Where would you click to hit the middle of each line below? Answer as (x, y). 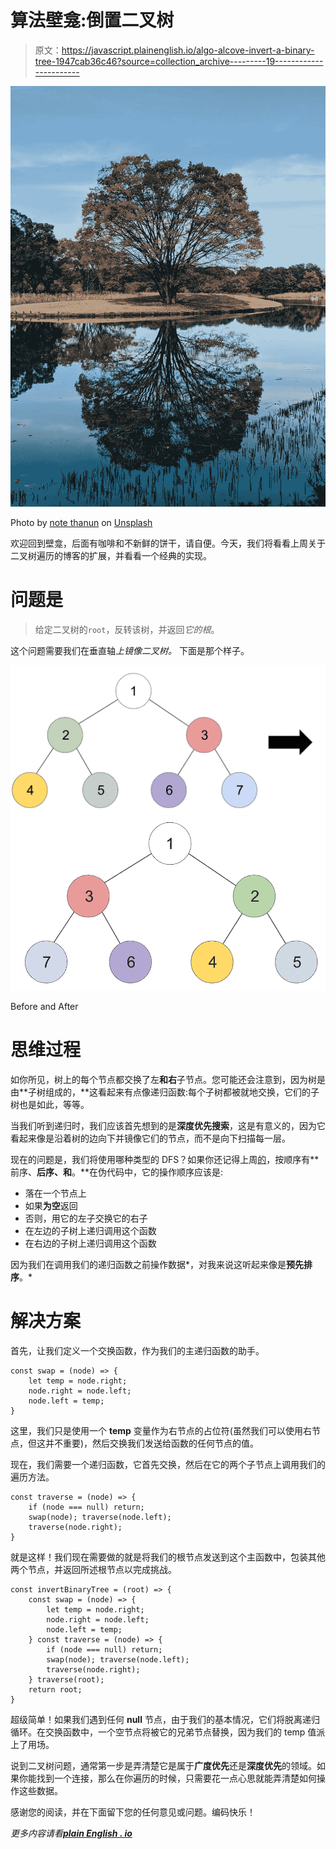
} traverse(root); (66, 1679)
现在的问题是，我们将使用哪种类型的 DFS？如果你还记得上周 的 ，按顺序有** (165, 1160)
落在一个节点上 (55, 1193)
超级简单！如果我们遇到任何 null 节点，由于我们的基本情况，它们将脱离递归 (165, 1719)
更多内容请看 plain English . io (71, 1833)
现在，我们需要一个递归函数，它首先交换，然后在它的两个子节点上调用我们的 (168, 1464)
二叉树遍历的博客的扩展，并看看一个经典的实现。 (111, 555)
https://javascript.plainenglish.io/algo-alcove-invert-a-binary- (188, 50)
